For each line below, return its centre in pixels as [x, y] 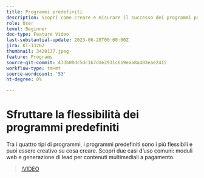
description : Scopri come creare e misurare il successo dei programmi [99, 18]
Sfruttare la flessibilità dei [73, 115]
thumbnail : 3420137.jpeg [38, 51]
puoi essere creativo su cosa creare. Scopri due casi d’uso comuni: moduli [100, 151]
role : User [20, 23]
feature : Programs [29, 57]
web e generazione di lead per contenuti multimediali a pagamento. [90, 157]
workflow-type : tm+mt [34, 68]
